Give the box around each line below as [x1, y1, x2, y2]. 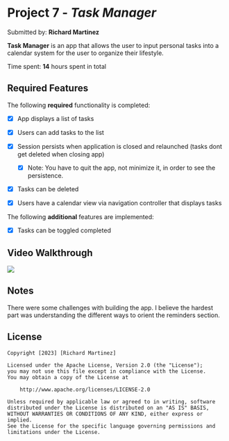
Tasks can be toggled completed [17, 226, 111, 234]
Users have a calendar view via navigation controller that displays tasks [17, 199, 222, 207]
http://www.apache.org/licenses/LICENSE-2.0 [19, 386, 151, 393]
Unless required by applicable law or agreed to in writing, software [7, 398, 216, 405]
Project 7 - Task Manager [7, 5, 157, 21]
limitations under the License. [7, 428, 101, 435]
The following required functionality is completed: [7, 101, 151, 109]
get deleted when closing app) [17, 150, 105, 158]
